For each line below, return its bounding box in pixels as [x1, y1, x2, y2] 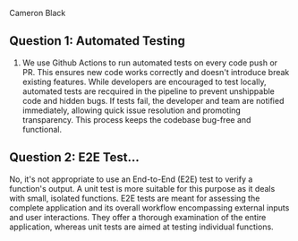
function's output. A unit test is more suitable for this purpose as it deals [9, 183, 276, 194]
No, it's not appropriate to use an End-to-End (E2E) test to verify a [9, 174, 253, 185]
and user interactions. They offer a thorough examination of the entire [9, 211, 267, 222]
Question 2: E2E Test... [9, 150, 140, 165]
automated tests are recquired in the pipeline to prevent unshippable [21, 85, 276, 97]
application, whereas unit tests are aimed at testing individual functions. [9, 221, 275, 232]
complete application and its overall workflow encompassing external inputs [9, 202, 290, 213]
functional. [21, 124, 63, 134]
